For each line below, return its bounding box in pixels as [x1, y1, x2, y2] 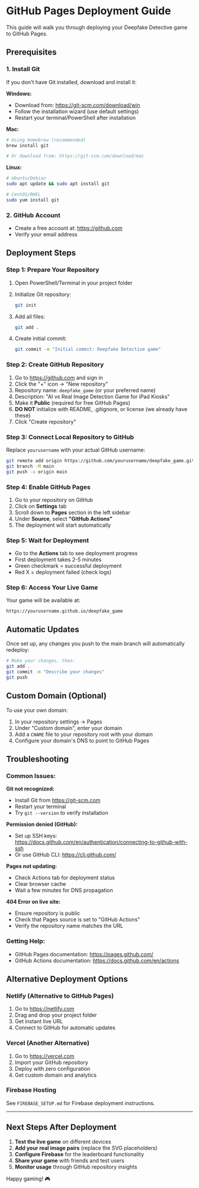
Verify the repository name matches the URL [14, 923, 123, 930]
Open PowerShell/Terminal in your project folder [14, 279, 133, 286]
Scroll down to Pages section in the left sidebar [14, 508, 130, 516]
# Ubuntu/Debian [6, 175, 46, 181]
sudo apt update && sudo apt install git [6, 181, 110, 187]
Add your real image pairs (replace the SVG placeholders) [14, 1144, 158, 1151]
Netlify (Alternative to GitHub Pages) [6, 991, 114, 1000]
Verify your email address [14, 231, 78, 238]
